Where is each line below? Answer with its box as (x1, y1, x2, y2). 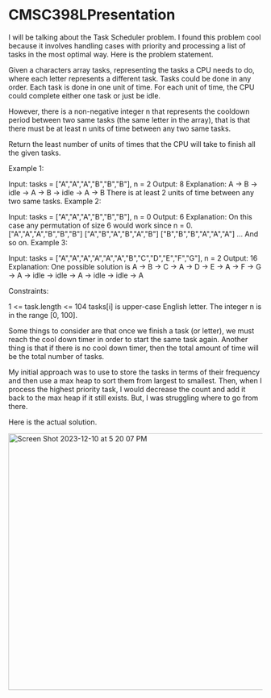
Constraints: (8, 286, 49, 295)
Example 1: (8, 163, 44, 173)
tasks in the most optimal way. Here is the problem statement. (8, 49, 214, 59)
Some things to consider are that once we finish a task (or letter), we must (8, 325, 255, 336)
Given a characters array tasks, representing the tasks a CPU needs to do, (8, 65, 256, 74)
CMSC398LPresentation (8, 6, 176, 24)
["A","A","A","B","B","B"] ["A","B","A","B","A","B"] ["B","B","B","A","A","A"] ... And (8, 228, 259, 239)
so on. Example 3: (8, 237, 69, 247)
